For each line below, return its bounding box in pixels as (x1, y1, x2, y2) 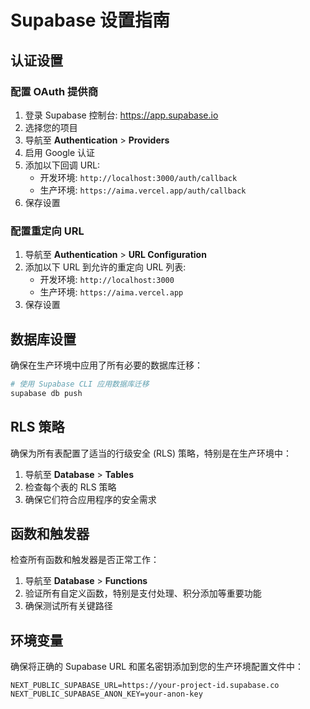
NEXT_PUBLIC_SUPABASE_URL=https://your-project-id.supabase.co (10, 681, 280, 691)
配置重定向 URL (10, 224, 85, 238)
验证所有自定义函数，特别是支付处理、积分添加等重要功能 (24, 587, 262, 600)
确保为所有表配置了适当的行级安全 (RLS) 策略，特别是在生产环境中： (10, 447, 292, 459)
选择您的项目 (24, 121, 78, 133)
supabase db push (10, 388, 83, 398)
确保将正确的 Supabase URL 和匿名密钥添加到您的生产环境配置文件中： (10, 661, 305, 673)
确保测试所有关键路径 (24, 600, 113, 612)
